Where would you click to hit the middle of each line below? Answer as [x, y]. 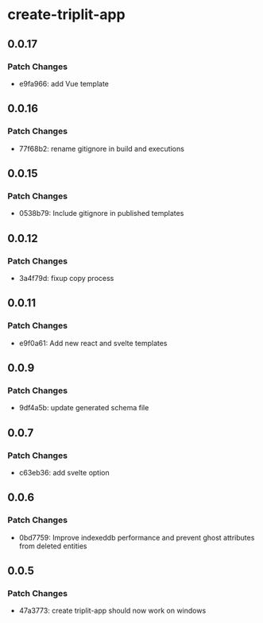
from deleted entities [53, 546]
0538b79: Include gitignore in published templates [101, 213]
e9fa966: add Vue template [64, 83]
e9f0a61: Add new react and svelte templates [93, 343]
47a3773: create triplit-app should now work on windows [112, 611]
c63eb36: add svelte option [64, 473]
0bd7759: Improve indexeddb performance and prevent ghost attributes [137, 537]
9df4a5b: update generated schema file [84, 408]
